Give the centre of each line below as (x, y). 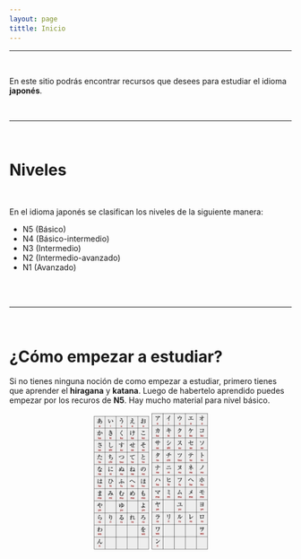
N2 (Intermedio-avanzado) (71, 258)
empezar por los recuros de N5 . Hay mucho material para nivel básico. (140, 400)
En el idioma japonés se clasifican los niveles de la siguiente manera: (137, 212)
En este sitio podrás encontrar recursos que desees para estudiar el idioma (148, 81)
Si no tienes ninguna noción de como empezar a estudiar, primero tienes (143, 381)
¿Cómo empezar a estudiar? (116, 357)
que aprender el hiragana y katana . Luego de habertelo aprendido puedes (147, 391)
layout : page (34, 19)
